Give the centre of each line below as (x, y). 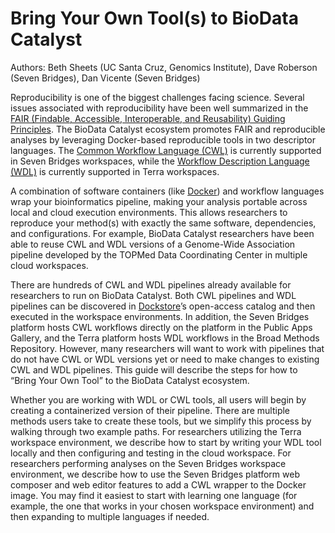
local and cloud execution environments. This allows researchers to (149, 212)
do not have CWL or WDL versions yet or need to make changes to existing (165, 359)
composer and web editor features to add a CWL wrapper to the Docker (158, 484)
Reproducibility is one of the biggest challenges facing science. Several (157, 97)
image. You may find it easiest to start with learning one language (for (154, 495)
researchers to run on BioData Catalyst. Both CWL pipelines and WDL (153, 295)
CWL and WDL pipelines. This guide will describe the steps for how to (154, 369)
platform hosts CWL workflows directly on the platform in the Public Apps (161, 327)
